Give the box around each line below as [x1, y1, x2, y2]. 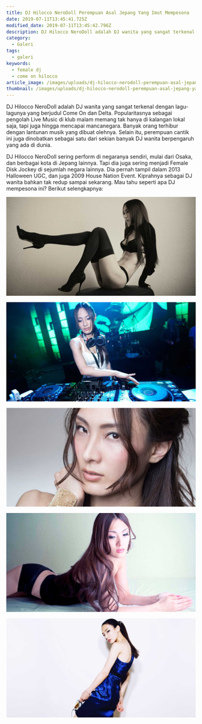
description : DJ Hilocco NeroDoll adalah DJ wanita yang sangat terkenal [6, 29, 195, 35]
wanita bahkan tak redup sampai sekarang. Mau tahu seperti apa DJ [6, 179, 176, 186]
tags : [6, 48, 20, 54]
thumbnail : [6, 86, 34, 92]
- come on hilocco [11, 73, 58, 79]
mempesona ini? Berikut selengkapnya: [6, 185, 103, 192]
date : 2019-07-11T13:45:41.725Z [6, 16, 87, 22]
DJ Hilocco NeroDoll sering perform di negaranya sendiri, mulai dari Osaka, [6, 153, 193, 161]
